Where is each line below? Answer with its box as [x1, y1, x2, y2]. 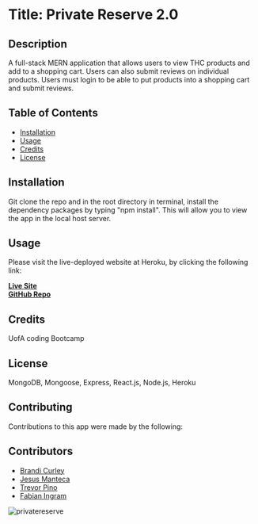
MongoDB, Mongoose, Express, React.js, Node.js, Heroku [8, 378, 196, 388]
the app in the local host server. [8, 213, 112, 223]
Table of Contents [8, 106, 99, 120]
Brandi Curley [19, 465, 65, 475]
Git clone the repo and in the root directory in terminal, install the [8, 197, 219, 206]
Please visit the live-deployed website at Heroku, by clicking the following [8, 258, 249, 267]
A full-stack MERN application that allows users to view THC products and [8, 58, 251, 67]
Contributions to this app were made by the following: [8, 422, 184, 431]
